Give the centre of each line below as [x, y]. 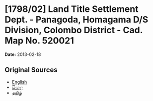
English [19, 82]
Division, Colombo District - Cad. [74, 30]
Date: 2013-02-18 [23, 54]
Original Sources [31, 70]
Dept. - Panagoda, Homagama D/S [76, 20]
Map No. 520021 [39, 41]
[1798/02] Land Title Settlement [72, 9]
